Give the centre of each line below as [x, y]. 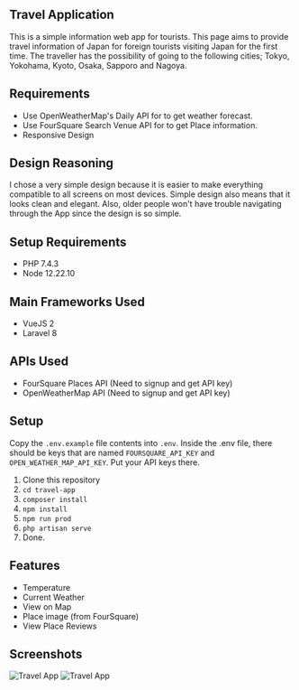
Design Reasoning [62, 163]
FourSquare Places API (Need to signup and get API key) [127, 383]
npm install [45, 509]
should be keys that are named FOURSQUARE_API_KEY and [112, 452]
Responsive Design [58, 135]
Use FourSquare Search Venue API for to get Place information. [140, 125]
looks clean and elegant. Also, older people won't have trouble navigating [145, 204]
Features [35, 566]
